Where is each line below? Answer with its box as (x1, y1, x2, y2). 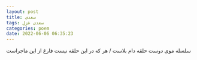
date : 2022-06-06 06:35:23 (6, 31, 74, 37)
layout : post (6, 8, 39, 15)
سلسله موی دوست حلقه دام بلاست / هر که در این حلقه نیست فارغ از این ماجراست (6, 47, 192, 54)
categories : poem (6, 25, 50, 31)
